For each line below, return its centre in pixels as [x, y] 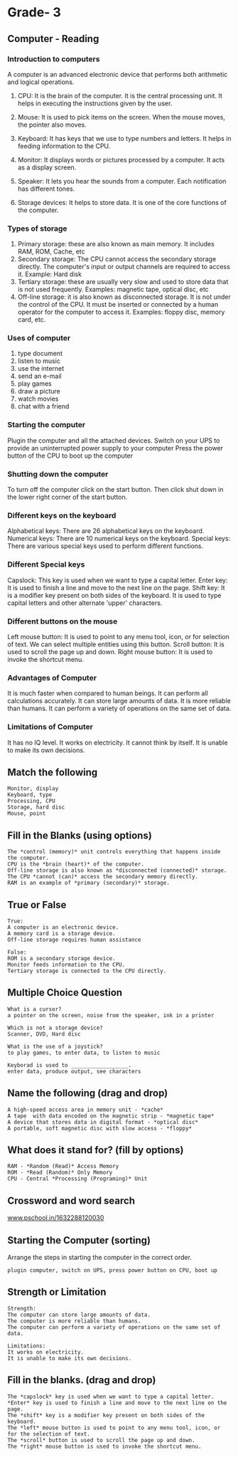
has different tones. [46, 189]
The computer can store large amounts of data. [79, 1315]
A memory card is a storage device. [61, 933]
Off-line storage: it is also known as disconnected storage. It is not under [124, 297]
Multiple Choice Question [65, 993]
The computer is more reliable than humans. [74, 1321]
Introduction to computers [54, 59]
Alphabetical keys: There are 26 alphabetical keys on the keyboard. [106, 531]
